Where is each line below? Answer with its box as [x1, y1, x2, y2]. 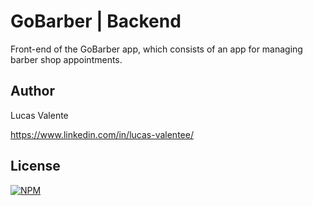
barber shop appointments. [10, 53, 123, 65]
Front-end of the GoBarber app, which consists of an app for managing [10, 43, 303, 55]
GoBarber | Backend [10, 10, 182, 33]
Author [10, 83, 55, 100]
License [10, 158, 61, 175]
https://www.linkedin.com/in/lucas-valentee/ [10, 128, 194, 140]
